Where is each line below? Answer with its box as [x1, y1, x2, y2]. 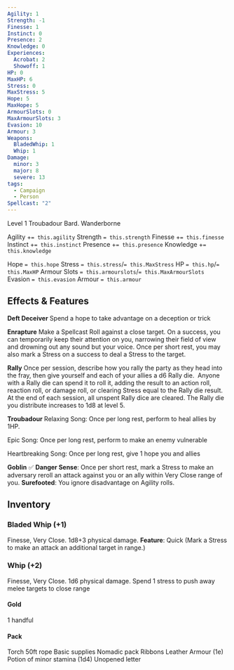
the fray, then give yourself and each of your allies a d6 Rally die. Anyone [7, 371, 220, 380]
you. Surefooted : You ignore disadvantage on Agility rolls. [7, 478, 175, 487]
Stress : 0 [7, 82, 36, 89]
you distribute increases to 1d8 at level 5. [7, 401, 125, 409]
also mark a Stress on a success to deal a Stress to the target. [7, 349, 186, 359]
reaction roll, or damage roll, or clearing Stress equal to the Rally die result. [7, 386, 223, 394]
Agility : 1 [7, 10, 39, 18]
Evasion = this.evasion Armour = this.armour [7, 275, 142, 283]
